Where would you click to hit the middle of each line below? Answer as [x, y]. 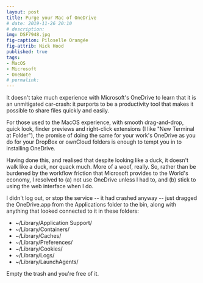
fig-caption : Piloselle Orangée [47, 40]
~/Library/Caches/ [38, 236]
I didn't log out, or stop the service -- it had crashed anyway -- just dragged [102, 198]
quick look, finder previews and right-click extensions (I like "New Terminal [100, 129]
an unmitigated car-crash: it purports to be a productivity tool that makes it [100, 104]
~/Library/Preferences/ [44, 243]
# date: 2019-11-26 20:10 [39, 23]
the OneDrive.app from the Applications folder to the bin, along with [91, 205]
